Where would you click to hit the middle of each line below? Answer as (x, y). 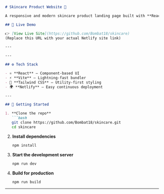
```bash (19, 118)
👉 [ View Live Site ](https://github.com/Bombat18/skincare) (68, 33)
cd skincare (24, 127)
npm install (24, 145)
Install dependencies (34, 136)
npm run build (26, 182)
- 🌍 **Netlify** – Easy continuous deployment (54, 87)
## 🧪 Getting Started (27, 105)
